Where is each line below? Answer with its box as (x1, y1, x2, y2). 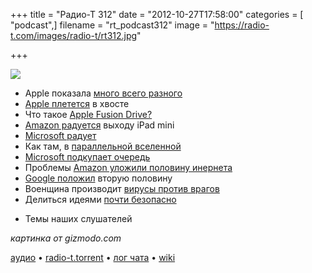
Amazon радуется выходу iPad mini (24, 119, 175, 131)
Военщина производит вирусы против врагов (24, 183, 220, 194)
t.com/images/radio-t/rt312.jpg (10, 30, 138, 41)
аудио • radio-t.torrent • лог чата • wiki (10, 252, 176, 263)
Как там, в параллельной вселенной (24, 140, 182, 152)
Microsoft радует (24, 130, 97, 141)
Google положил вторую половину (24, 172, 173, 184)
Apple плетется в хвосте (24, 98, 130, 109)
